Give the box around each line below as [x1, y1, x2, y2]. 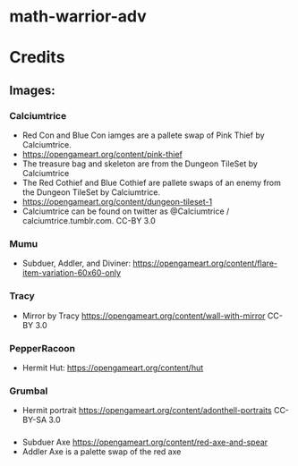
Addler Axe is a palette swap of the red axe [21, 446, 182, 457]
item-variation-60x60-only [21, 267, 121, 278]
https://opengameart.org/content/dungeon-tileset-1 [21, 197, 213, 208]
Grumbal [9, 385, 48, 397]
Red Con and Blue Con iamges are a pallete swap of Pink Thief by [21, 130, 266, 140]
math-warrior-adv [9, 6, 147, 27]
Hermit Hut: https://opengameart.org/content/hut [21, 362, 204, 373]
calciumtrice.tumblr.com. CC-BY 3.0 [21, 216, 157, 226]
